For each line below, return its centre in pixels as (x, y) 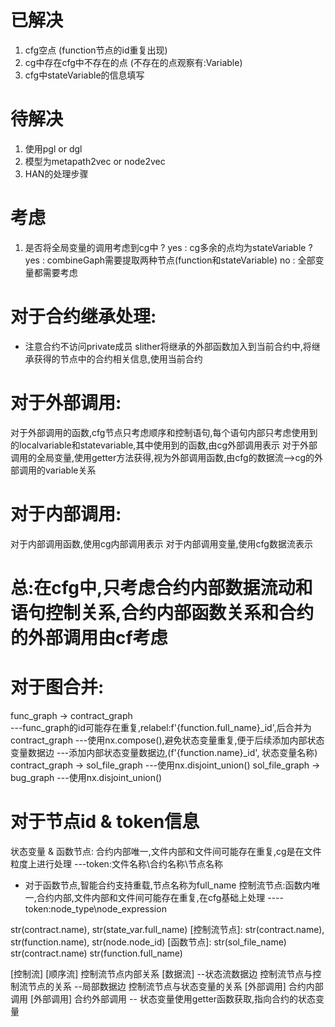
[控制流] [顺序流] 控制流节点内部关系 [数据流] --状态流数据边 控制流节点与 (161, 973)
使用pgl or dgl (53, 148)
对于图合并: (57, 687)
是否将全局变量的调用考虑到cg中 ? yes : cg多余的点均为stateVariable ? (168, 247)
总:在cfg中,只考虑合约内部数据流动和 (161, 587)
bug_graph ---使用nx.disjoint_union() (86, 777)
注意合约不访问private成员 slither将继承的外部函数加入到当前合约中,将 (168, 346)
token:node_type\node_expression (95, 908)
